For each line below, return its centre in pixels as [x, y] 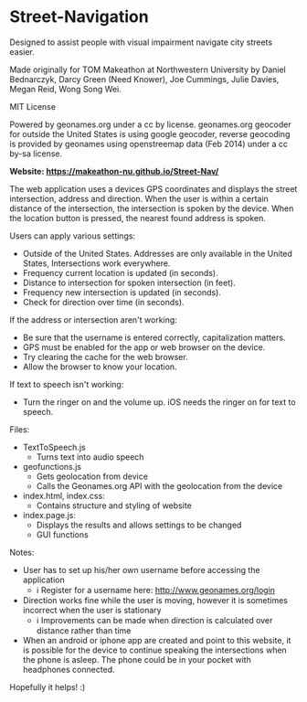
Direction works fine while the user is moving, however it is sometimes [155, 600]
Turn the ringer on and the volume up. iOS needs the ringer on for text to [159, 402]
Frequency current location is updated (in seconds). [120, 272]
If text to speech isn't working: [67, 384]
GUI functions [62, 534]
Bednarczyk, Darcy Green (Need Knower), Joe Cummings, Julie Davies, [144, 79]
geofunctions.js [52, 466]
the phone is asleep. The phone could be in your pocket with [137, 659]
